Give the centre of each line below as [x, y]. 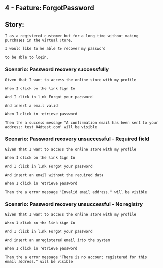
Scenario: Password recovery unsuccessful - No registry [74, 204]
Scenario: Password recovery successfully [57, 69]
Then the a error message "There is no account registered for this [76, 257]
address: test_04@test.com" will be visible [51, 127]
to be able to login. [27, 57]
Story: [15, 25]
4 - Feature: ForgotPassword [50, 8]
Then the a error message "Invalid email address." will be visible [76, 192]
